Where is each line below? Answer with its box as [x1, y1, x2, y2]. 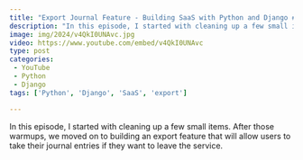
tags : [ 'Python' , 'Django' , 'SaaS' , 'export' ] [9, 88, 188, 97]
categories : [9, 55, 54, 64]
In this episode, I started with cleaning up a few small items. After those [9, 120, 275, 131]
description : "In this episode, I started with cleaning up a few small [9, 22, 289, 31]
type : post [9, 47, 50, 56]
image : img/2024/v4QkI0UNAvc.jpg [9, 30, 135, 39]
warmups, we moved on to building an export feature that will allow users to [9, 130, 291, 141]
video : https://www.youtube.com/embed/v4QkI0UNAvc [9, 38, 204, 48]
